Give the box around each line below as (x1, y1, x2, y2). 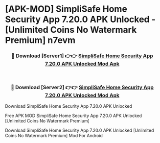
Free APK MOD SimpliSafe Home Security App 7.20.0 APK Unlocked (5, 113, 142, 119)
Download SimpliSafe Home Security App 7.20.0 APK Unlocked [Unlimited (5, 127, 154, 133)
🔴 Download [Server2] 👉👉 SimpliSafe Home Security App (10, 84, 154, 91)
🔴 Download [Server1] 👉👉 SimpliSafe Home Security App (11, 52, 153, 59)
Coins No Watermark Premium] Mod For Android (5, 132, 103, 138)
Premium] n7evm (5, 35, 76, 46)
